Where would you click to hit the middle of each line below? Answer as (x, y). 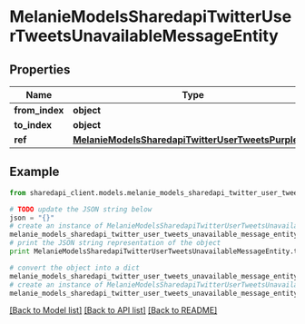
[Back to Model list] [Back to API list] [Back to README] (113, 310)
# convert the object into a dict (75, 268)
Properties (40, 69)
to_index (33, 125)
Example (34, 172)
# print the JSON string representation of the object (115, 243)
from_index (39, 110)
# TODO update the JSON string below (81, 209)
